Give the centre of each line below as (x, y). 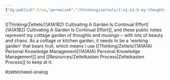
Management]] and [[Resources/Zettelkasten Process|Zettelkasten (75, 57)
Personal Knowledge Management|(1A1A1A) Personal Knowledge (73, 51)
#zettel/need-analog (27, 72)
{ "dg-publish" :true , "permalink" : (40, 10)
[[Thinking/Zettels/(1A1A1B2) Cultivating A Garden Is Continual (70, 24)
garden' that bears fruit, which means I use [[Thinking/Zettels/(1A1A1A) (79, 46)
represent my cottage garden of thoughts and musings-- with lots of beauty (84, 35)
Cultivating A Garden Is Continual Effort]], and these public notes (94, 30)
